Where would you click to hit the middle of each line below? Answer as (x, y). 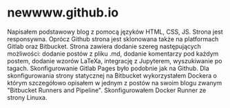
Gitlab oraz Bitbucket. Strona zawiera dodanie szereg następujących (104, 46)
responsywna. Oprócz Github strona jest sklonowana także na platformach (113, 39)
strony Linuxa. (27, 97)
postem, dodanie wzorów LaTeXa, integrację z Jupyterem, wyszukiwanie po (115, 61)
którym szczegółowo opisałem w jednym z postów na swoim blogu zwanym (115, 83)
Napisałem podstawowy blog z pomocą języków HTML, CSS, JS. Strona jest (115, 32)
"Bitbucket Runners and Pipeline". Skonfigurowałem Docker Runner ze (107, 90)
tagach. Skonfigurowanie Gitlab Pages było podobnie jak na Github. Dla (108, 68)
